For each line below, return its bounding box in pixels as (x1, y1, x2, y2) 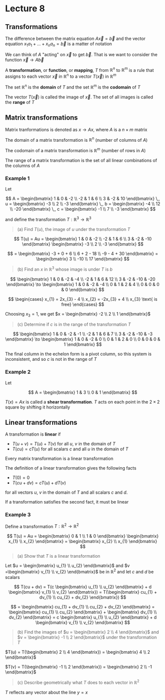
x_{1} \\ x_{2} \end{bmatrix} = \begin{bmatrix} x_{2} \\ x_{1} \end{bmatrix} (8, 539, 158, 544)
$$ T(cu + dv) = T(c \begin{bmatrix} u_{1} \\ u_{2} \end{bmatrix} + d (14, 584, 152, 590)
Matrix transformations (5, 114, 78, 122)
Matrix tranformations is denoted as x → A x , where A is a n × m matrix (5, 127, 148, 132)
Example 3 (5, 511, 31, 518)
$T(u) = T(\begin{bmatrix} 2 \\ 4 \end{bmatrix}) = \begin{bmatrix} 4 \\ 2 (5, 649, 150, 655)
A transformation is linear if (5, 431, 61, 437)
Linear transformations (5, 418, 77, 426)
